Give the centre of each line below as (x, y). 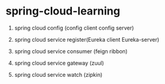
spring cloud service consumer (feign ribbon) (71, 51)
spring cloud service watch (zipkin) (58, 74)
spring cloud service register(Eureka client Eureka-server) (87, 39)
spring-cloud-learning (63, 11)
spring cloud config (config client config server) (74, 28)
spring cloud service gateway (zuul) (59, 63)
